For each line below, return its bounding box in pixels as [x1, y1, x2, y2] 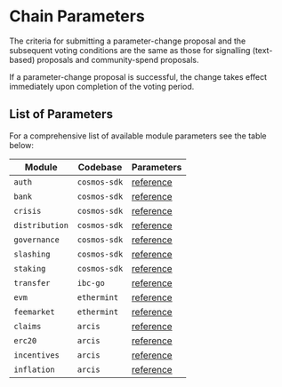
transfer [13, 278, 51, 288]
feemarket [13, 306, 55, 317]
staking [13, 264, 46, 273]
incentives [13, 350, 60, 360]
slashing [13, 249, 51, 259]
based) [9, 54, 36, 65]
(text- [252, 44, 273, 55]
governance [13, 234, 60, 245]
